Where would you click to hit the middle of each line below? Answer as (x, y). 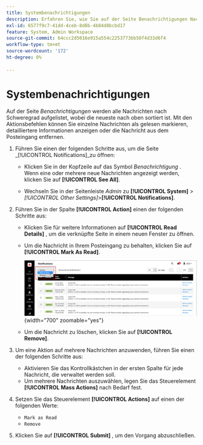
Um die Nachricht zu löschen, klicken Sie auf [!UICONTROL (98, 332)
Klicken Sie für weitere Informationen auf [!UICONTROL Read (100, 227)
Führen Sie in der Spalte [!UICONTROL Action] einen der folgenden (99, 209)
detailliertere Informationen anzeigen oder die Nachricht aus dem (88, 130)
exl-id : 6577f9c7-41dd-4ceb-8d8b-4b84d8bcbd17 (66, 25)
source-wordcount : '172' (37, 51)
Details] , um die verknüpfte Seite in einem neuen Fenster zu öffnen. (109, 234)
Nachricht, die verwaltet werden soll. (70, 375)
